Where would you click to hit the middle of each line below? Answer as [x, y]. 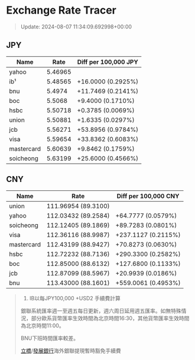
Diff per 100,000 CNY [148, 196]
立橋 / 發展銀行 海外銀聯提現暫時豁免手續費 [71, 351]
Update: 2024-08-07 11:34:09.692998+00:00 [76, 27]
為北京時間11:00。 [42, 325]
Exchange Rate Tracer [61, 10]
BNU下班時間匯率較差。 [49, 338]
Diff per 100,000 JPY [108, 61]
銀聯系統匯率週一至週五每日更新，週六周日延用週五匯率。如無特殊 [101, 310]
